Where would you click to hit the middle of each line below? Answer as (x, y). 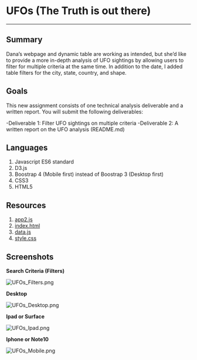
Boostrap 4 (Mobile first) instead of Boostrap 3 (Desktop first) (89, 174)
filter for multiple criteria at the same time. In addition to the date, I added (94, 66)
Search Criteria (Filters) (35, 271)
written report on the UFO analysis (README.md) (65, 129)
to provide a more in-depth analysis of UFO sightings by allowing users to (95, 60)
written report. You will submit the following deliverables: (75, 111)
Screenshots (30, 257)
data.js (23, 232)
